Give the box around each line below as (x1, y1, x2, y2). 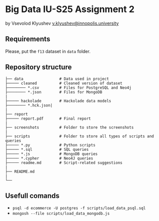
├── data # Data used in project (5, 76, 109, 81)
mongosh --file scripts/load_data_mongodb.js (12, 211, 110, 216)
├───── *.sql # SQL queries (5, 147, 89, 152)
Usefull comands (5, 191, 60, 200)
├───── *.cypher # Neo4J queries (5, 155, 94, 161)
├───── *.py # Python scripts (5, 142, 96, 147)
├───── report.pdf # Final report (5, 116, 92, 121)
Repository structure (5, 63, 72, 72)
